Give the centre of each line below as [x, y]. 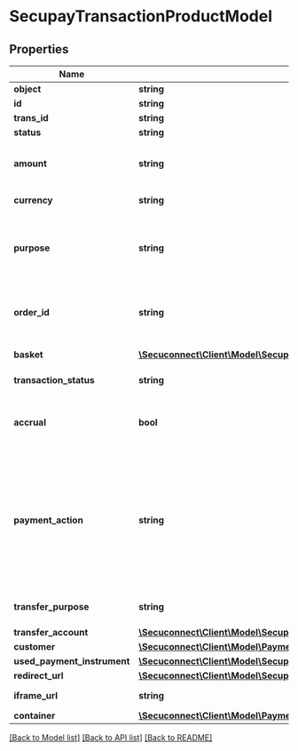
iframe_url [36, 695]
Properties [39, 49]
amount [30, 164]
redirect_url [39, 675]
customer [35, 647]
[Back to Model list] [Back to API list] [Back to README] [111, 738]
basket [28, 355]
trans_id [31, 118]
